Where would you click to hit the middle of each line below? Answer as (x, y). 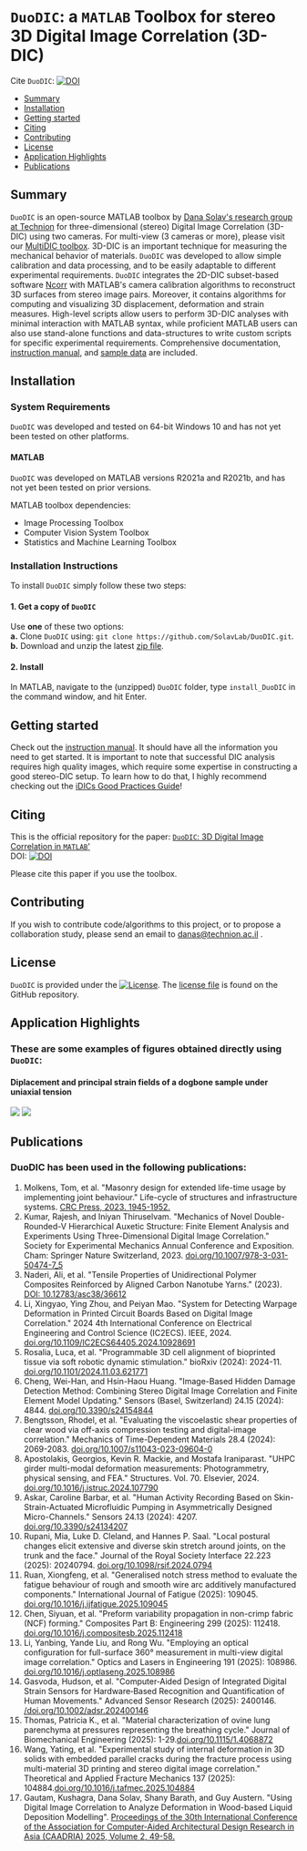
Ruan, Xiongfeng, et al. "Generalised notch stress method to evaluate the (160, 1575)
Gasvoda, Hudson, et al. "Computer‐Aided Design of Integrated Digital (155, 1681)
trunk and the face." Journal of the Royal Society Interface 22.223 (147, 1555)
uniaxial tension (41, 1092)
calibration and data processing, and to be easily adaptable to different (143, 265)
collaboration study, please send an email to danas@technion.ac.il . (137, 934)
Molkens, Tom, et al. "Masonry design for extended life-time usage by (154, 1188)
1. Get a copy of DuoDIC (53, 606)
